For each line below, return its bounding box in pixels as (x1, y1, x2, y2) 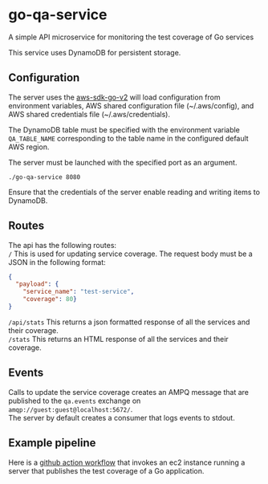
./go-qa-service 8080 (8, 173, 81, 181)
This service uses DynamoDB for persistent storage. (8, 47, 181, 57)
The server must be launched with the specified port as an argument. (8, 157, 238, 167)
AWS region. (8, 142, 50, 152)
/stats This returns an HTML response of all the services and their (8, 334, 229, 344)
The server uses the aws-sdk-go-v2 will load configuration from (8, 92, 221, 102)
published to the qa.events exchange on (8, 396, 141, 405)
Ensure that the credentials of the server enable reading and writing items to (8, 187, 261, 197)
